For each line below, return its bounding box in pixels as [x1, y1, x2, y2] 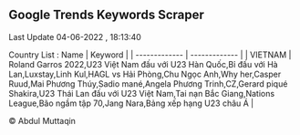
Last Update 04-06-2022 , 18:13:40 [8, 31, 142, 42]
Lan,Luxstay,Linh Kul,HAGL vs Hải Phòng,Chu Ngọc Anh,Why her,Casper [8, 68, 282, 79]
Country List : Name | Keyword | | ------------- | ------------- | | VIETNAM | [8, 49, 292, 60]
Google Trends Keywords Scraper [8, 7, 204, 23]
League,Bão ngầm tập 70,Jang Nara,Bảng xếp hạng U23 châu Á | [8, 98, 254, 109]
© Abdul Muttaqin [8, 115, 77, 126]
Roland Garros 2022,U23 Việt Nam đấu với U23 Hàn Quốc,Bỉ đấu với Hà [8, 58, 279, 69]
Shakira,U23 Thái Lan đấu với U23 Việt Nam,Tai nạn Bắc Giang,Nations [8, 88, 275, 99]
